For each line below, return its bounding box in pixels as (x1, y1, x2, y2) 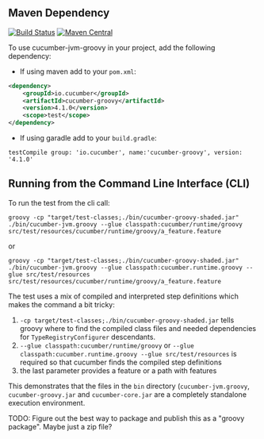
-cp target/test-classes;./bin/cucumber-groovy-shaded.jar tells (19, 315, 235, 325)
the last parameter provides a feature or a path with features (19, 365, 217, 375)
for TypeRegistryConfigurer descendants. (19, 332, 156, 341)
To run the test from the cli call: (8, 198, 110, 207)
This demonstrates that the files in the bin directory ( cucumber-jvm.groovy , (8, 381, 250, 391)
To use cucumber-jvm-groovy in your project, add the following (8, 43, 216, 52)
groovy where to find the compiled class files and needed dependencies (19, 323, 257, 333)
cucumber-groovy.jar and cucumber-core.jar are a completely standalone (8, 389, 247, 399)
